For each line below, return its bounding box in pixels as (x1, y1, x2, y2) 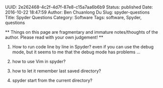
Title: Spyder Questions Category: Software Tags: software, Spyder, (5, 15, 142, 20)
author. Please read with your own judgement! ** (5, 34, 104, 40)
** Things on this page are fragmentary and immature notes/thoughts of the (5, 29, 158, 35)
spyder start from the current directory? (12, 78, 93, 83)
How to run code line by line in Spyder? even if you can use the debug (12, 44, 154, 49)
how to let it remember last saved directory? (12, 68, 101, 74)
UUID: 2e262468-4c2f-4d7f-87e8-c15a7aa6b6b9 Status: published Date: (5, 4, 153, 10)
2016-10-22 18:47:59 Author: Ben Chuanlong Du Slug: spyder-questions (5, 9, 150, 15)
